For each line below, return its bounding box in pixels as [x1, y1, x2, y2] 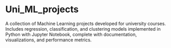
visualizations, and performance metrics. [5, 37, 92, 43]
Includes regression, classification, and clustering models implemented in [5, 26, 161, 32]
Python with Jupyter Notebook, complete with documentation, [5, 31, 137, 37]
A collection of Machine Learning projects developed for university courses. [5, 20, 166, 27]
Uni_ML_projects [5, 4, 79, 15]
